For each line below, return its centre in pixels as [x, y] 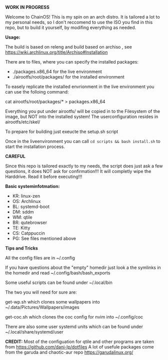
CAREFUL [15, 156]
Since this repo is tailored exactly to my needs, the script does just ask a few [84, 166]
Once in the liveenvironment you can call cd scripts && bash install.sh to [83, 141]
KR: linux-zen [26, 196]
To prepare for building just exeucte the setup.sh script [62, 131]
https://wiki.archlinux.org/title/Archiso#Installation [56, 52]
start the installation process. [35, 146]
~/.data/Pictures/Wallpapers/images [42, 307]
